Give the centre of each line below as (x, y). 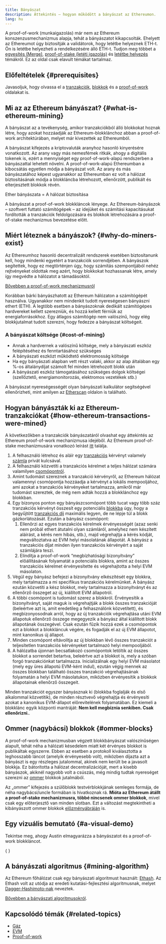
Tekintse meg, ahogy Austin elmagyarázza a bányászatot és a (68, 836)
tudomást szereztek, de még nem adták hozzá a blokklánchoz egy (80, 492)
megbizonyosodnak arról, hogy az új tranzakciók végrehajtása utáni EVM (87, 613)
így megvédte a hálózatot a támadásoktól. (48, 276)
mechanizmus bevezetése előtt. (55, 220)
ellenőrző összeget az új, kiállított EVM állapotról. (62, 592)
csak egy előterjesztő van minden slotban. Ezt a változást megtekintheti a (80, 803)
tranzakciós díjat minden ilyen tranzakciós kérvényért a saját (81, 545)
